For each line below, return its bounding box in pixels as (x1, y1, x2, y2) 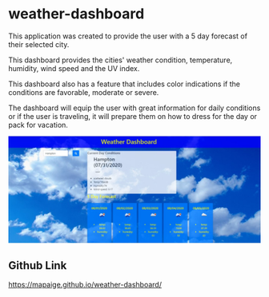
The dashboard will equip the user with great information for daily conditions (8, 103, 261, 113)
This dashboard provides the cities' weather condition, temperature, (8, 55, 233, 65)
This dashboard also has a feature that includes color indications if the (8, 79, 240, 89)
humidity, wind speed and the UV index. (8, 63, 140, 73)
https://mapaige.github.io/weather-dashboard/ (8, 280, 163, 290)
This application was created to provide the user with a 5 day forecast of (8, 31, 248, 41)
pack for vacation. (8, 120, 68, 129)
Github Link (8, 259, 67, 272)
